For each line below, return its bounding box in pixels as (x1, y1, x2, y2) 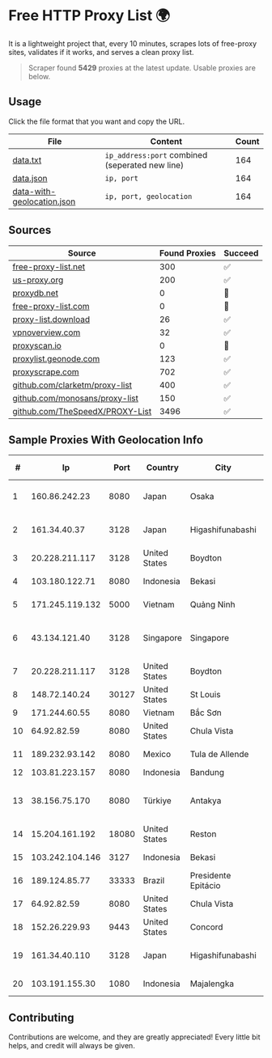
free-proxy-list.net (12, 260, 86, 272)
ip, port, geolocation (104, 192, 193, 201)
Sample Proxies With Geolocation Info (8, 433, 204, 446)
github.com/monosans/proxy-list (12, 392, 139, 404)
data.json (12, 172, 48, 184)
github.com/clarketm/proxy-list (12, 379, 132, 391)
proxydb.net (12, 287, 59, 298)
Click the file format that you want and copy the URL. (8, 116, 185, 126)
